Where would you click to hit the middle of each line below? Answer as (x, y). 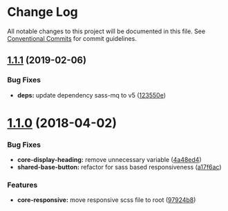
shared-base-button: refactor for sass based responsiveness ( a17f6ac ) (120, 167)
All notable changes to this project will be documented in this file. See (106, 31)
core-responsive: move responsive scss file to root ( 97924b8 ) (106, 200)
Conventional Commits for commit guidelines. (72, 38)
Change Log (42, 12)
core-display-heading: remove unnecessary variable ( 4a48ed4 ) (109, 160)
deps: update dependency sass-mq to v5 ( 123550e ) (92, 95)
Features (22, 185)
